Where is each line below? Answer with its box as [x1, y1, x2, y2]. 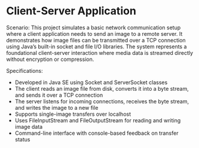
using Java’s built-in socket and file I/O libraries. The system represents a [6, 43, 187, 50]
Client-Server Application [6, 4, 136, 18]
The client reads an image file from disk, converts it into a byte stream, [14, 85, 189, 92]
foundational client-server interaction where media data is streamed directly [6, 49, 193, 56]
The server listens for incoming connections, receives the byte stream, [14, 97, 189, 105]
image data [14, 123, 43, 130]
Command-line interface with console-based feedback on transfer [14, 129, 179, 137]
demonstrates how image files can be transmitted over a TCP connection [6, 36, 186, 44]
